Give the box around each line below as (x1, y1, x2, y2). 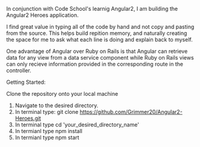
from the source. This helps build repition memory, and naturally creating (6, 30, 187, 37)
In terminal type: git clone (14, 108, 79, 115)
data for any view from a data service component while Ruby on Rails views (6, 54, 194, 61)
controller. (6, 67, 32, 74)
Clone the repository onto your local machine (6, 90, 119, 97)
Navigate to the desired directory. (14, 102, 98, 109)
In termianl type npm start (14, 134, 80, 141)
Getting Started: (6, 78, 46, 86)
